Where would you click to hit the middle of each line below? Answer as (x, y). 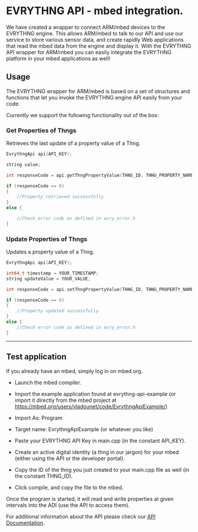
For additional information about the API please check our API (81, 516)
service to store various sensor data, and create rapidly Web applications (95, 39)
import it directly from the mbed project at (65, 400)
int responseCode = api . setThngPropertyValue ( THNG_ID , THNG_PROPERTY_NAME (100, 289)
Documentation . (26, 523)
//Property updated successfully (58, 311)
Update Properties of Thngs (47, 239)
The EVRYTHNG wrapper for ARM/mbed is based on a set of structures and (98, 91)
